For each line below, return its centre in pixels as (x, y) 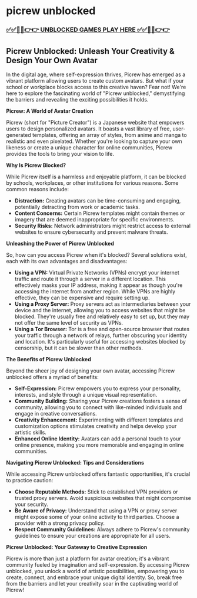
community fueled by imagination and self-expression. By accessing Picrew (98, 564)
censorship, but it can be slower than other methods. (79, 348)
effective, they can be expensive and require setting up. (82, 298)
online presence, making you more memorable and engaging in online (99, 445)
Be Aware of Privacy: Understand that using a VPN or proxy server (96, 510)
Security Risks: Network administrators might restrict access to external (103, 226)
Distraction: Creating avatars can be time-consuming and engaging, (98, 200)
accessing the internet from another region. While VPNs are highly (95, 291)
